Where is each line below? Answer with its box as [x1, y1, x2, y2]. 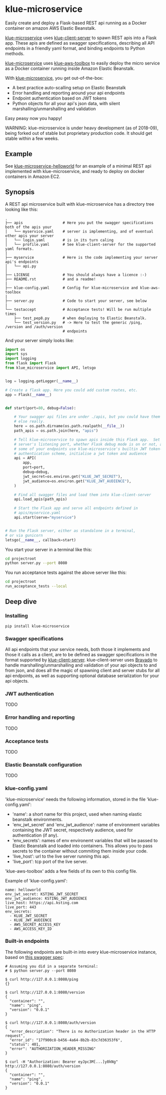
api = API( [14, 456, 37, 461]
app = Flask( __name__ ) [5, 392, 52, 397]
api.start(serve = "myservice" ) [14, 515, 77, 520]
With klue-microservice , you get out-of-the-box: [5, 75, 104, 81]
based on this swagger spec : [5, 954, 64, 960]
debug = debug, [23, 469, 50, 474]
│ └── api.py [5, 264, 37, 269]
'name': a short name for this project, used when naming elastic [12, 811, 142, 817]
